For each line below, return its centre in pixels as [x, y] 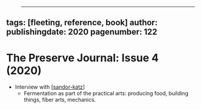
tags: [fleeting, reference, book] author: [82, 22]
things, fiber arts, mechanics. [60, 100]
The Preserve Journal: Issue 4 [83, 58]
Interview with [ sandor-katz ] [50, 87]
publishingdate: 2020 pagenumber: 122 [82, 32]
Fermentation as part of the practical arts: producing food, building [106, 93]
